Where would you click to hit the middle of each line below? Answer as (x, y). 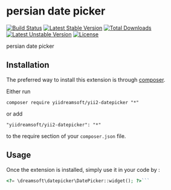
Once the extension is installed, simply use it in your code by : (83, 169)
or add (15, 114)
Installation (28, 65)
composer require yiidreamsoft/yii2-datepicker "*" (73, 102)
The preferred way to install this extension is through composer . (86, 79)
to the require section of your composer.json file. (66, 136)
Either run (18, 91)
